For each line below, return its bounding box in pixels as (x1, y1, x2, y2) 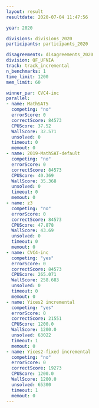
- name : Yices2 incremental (6, 299, 75, 305)
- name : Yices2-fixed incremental (6, 349, 91, 355)
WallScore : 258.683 (11, 277, 60, 283)
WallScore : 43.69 (11, 227, 54, 234)
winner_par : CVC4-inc (6, 90, 60, 96)
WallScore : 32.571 (11, 128, 57, 134)
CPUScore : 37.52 (11, 123, 51, 129)
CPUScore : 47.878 (11, 222, 54, 228)
